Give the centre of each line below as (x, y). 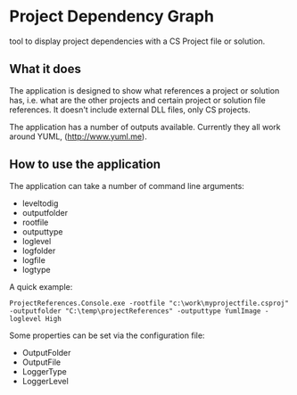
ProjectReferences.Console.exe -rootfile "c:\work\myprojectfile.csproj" (149, 303)
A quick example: (41, 286)
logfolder (39, 251)
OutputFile (41, 362)
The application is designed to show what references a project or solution (144, 90)
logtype (36, 269)
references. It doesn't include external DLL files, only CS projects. (130, 110)
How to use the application (85, 165)
